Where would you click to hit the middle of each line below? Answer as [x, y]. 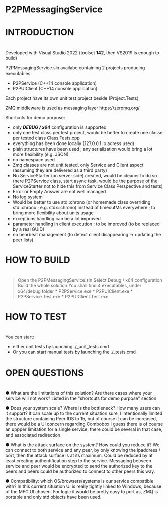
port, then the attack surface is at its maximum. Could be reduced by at [79, 455]
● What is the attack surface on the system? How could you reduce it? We [82, 445]
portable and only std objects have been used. [53, 497]
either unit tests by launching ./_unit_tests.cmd [61, 347]
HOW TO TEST [36, 317]
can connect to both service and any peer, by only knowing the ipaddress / [83, 450]
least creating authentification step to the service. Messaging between [78, 460]
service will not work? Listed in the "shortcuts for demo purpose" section [81, 398]
